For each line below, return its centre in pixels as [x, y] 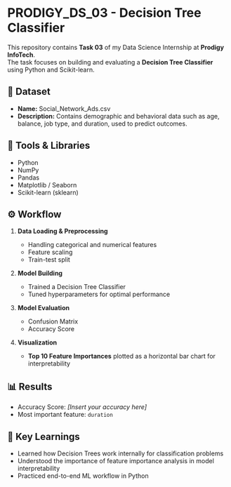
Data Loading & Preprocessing [62, 231]
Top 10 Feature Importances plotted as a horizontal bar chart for [122, 356]
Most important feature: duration [65, 415]
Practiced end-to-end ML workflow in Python [83, 476]
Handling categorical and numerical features [92, 245]
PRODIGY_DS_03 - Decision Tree [104, 13]
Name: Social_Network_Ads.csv [64, 108]
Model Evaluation [44, 308]
